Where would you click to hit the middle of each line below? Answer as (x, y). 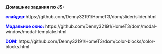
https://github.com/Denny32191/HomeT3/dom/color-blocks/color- (87, 41)
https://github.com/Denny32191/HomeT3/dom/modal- (101, 26)
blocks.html (17, 47)
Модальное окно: (25, 26)
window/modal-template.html (36, 32)
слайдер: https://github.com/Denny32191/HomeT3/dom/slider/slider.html (81, 17)
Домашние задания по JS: (35, 7)
